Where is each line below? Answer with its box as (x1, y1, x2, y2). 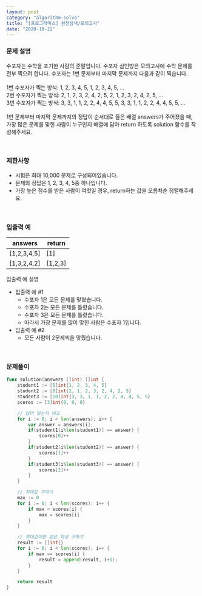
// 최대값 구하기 (17, 489, 53, 496)
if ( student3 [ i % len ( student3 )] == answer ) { (28, 461, 140, 467)
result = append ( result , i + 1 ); (38, 556, 118, 563)
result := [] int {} (17, 539, 64, 546)
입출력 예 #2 (15, 327, 45, 334)
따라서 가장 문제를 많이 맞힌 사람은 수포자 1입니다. (24, 319, 141, 326)
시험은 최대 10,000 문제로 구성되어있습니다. (15, 172, 118, 179)
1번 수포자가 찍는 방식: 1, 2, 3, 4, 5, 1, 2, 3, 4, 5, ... (6, 83, 125, 91)
